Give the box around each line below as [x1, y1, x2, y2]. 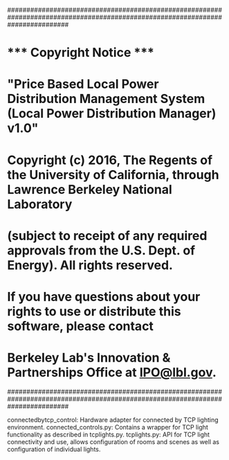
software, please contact [7, 318, 154, 334]
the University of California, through [7, 167, 219, 183]
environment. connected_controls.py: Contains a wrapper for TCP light [7, 423, 209, 431]
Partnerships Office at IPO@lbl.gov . [7, 365, 217, 380]
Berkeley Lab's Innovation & [7, 350, 171, 366]
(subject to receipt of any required [7, 228, 208, 243]
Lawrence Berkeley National [7, 181, 172, 197]
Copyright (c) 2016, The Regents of [7, 152, 213, 168]
